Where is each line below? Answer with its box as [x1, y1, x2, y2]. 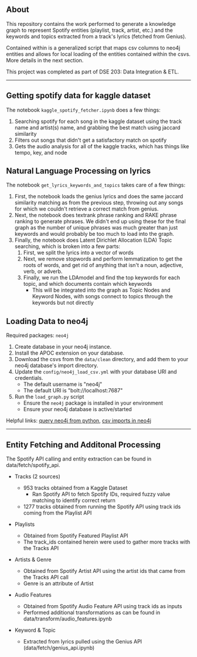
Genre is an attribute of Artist [23, 580, 94, 587]
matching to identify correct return [32, 497, 116, 504]
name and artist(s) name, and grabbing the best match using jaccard [14, 124, 181, 131]
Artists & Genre [14, 556, 52, 563]
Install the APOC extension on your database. [14, 349, 125, 356]
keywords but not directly [32, 299, 94, 306]
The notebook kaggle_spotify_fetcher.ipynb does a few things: [6, 106, 161, 114]
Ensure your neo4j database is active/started [23, 406, 132, 413]
